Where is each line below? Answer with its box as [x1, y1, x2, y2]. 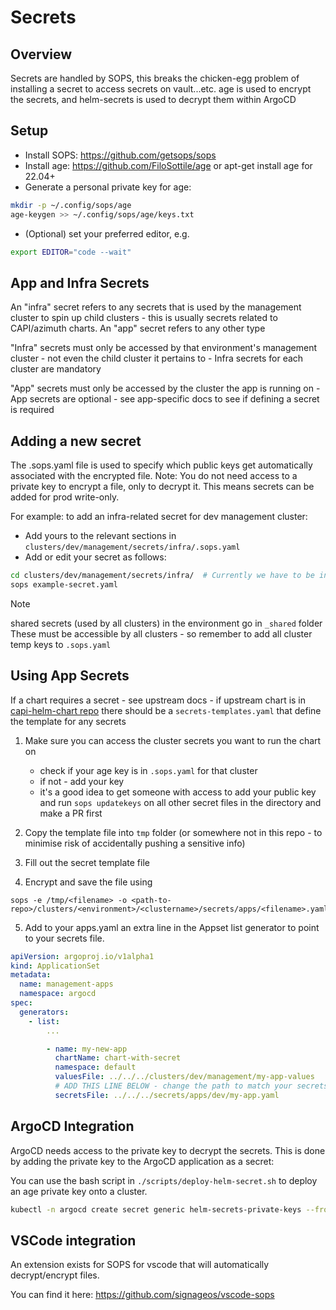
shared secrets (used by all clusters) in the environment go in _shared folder [10, 617, 323, 629]
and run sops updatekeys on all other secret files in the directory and [39, 796, 322, 808]
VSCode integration [10, 1232, 137, 1249]
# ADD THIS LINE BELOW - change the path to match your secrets [54, 1081, 329, 1091]
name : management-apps [19, 979, 114, 990]
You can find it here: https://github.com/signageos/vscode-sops [10, 1289, 275, 1301]
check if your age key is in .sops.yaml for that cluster [39, 764, 258, 776]
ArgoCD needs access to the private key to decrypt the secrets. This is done [10, 1144, 326, 1156]
